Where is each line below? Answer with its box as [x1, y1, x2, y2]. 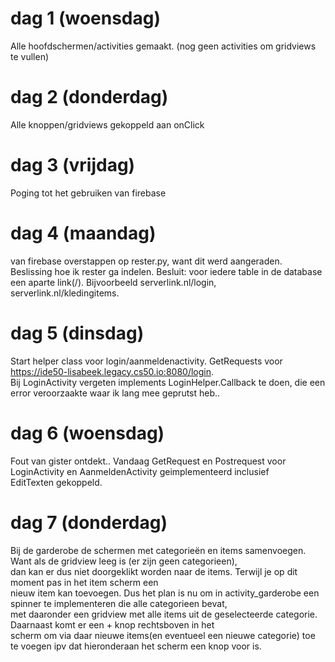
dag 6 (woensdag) [10, 422, 165, 444]
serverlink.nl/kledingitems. [10, 287, 120, 299]
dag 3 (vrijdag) [10, 154, 136, 177]
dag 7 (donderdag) [10, 511, 168, 534]
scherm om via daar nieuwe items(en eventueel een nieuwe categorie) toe [10, 629, 316, 641]
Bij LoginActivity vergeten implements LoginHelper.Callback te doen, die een [10, 376, 326, 388]
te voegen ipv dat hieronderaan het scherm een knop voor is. [10, 640, 262, 652]
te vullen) [10, 50, 50, 62]
